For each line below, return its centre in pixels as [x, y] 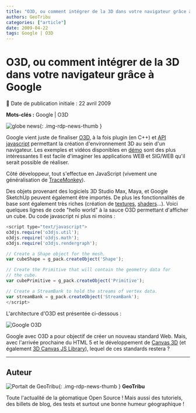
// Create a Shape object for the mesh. [56, 254]
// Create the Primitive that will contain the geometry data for [88, 270]
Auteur [19, 372]
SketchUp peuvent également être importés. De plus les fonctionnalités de [95, 197]
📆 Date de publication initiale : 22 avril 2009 [58, 104]
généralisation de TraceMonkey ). [46, 180]
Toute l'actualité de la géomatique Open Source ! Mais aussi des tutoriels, [94, 398]
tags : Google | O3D [30, 33]
